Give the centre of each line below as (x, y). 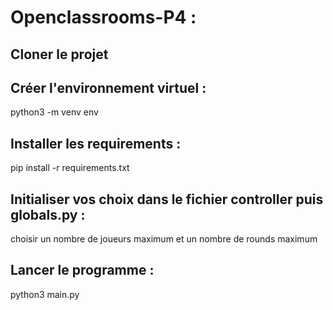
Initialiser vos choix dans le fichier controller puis (167, 199)
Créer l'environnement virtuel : (108, 87)
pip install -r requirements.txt (70, 168)
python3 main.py (45, 294)
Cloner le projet (59, 54)
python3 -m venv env (54, 112)
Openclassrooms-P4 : (103, 17)
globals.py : (48, 214)
